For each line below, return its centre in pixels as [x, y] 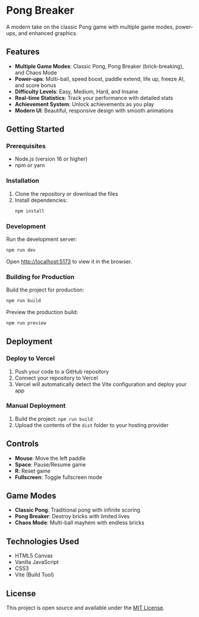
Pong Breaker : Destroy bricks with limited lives [72, 516]
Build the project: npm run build [54, 419]
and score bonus [35, 85]
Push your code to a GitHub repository [62, 371]
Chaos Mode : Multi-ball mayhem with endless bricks [79, 523]
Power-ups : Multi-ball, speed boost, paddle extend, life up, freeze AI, [100, 79]
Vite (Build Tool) [34, 575]
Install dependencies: [41, 200]
